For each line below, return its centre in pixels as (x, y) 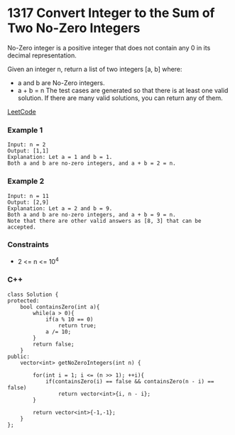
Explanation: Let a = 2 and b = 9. (60, 208)
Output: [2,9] (28, 202)
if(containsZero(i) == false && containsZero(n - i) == (130, 381)
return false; (54, 344)
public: (19, 356)
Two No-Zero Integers (74, 28)
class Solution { (33, 294)
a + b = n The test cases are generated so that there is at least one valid (123, 90)
